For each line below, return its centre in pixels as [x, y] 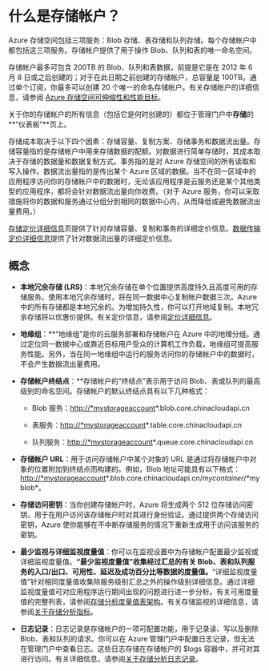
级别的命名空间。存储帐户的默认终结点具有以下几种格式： [114, 391]
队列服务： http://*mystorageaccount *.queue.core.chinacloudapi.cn [143, 442]
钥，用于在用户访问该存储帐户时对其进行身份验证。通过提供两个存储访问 [139, 514]
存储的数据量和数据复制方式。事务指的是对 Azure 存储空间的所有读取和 [139, 161]
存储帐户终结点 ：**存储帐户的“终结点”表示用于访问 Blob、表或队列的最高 [140, 380]
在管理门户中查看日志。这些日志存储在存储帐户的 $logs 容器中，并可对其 [140, 649]
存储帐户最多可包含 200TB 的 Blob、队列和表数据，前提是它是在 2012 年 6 [130, 67]
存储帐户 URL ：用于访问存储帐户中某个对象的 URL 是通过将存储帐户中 [134, 459]
